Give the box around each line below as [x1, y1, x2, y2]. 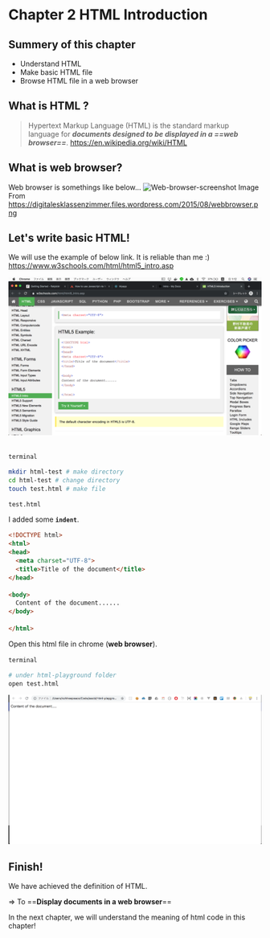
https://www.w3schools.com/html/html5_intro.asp [8, 261, 174, 271]
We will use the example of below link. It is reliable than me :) [8, 252, 211, 262]
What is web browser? [8, 161, 123, 174]
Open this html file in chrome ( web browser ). [8, 639, 158, 649]
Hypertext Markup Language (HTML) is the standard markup [27, 121, 230, 130]
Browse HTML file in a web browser [19, 76, 139, 85]
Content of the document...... [15, 599, 121, 608]
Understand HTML [19, 59, 82, 68]
